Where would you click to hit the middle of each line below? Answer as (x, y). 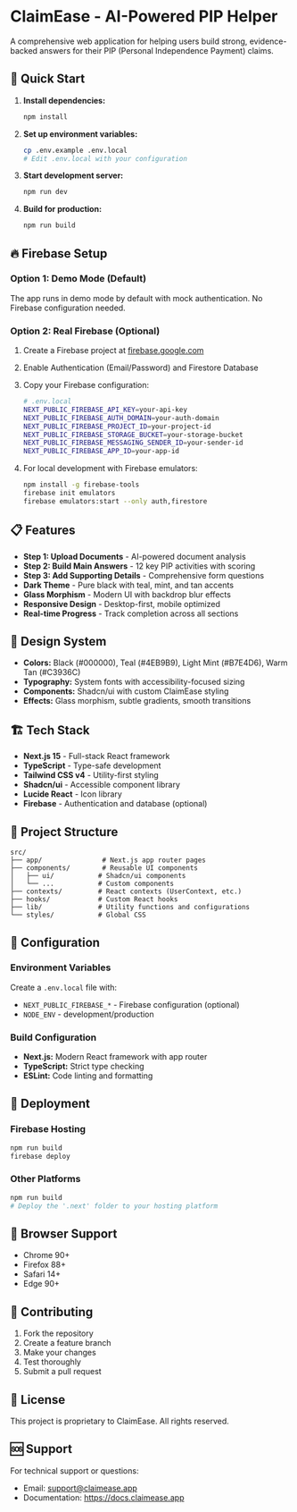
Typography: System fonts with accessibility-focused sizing (134, 682)
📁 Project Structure (64, 832)
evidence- (268, 41)
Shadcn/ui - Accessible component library (102, 785)
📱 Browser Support (64, 1233)
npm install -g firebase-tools (81, 485)
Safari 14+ (42, 1274)
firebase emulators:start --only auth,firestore (115, 501)
